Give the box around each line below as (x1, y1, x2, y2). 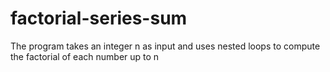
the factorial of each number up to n (10, 50, 160, 62)
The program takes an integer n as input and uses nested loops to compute (10, 40, 321, 52)
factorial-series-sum (10, 7, 188, 30)
